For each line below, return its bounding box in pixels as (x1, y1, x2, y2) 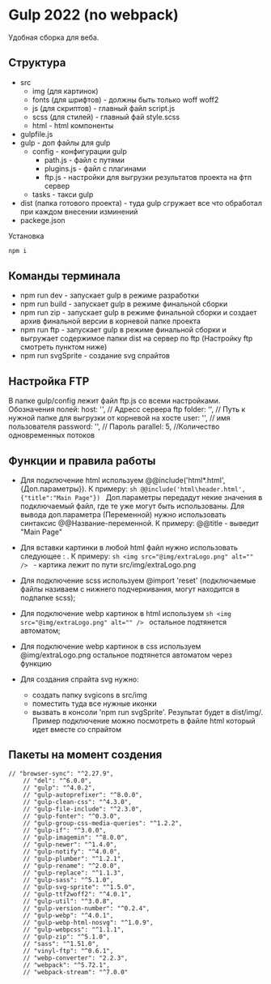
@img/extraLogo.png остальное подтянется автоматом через (19, 650, 233, 660)
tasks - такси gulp (32, 189, 94, 199)
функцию (19, 659, 53, 669)
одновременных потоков (8, 430, 95, 440)
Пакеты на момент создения (8, 748, 163, 762)
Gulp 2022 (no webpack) (8, 6, 180, 24)
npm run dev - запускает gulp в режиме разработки (19, 290, 200, 301)
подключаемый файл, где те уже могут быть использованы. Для (19, 501, 245, 511)
